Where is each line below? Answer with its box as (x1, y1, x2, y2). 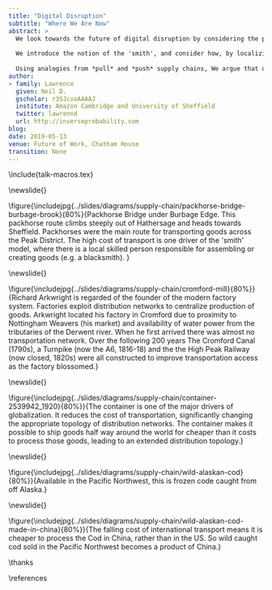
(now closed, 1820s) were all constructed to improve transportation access (8, 353, 258, 363)
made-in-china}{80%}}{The (8, 524, 102, 535)
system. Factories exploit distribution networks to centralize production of (8, 301, 255, 311)
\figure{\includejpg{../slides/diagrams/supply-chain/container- (8, 393, 217, 403)
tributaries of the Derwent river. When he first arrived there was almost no (8, 327, 255, 337)
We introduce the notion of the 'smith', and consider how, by (15, 49, 233, 58)
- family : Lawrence (8, 79, 74, 88)
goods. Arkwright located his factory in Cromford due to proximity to (8, 310, 237, 320)
